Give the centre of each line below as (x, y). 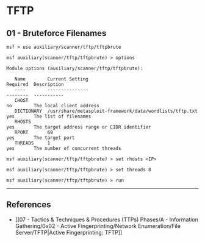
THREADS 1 (32, 143)
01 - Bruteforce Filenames (56, 33)
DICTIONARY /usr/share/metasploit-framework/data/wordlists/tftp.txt (106, 111)
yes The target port (41, 138)
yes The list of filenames (49, 116)
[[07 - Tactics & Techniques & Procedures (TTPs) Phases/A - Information (106, 219)
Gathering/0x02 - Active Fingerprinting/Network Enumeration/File (98, 226)
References (29, 205)
